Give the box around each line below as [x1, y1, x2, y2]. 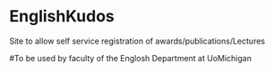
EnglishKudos [9, 6, 115, 27]
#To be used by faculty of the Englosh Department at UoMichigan [9, 52, 253, 63]
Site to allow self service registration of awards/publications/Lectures [9, 36, 266, 46]
